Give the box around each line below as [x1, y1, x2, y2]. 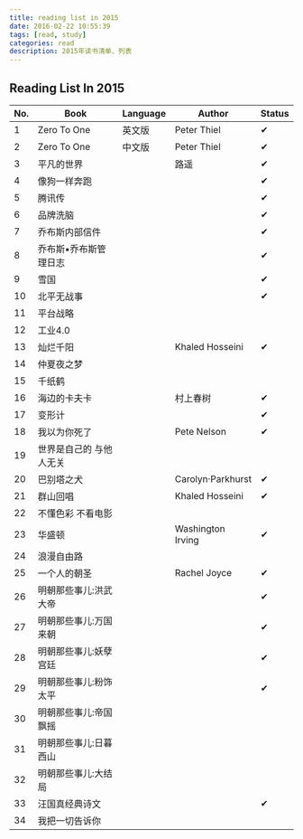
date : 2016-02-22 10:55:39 [9, 22, 111, 31]
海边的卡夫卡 [37, 391, 93, 404]
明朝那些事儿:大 [37, 767, 104, 779]
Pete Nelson [174, 425, 227, 438]
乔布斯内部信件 [37, 225, 102, 238]
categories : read [9, 38, 75, 48]
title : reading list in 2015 [9, 13, 119, 23]
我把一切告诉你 [37, 815, 102, 827]
